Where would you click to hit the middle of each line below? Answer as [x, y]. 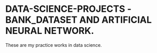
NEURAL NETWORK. [50, 31]
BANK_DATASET [41, 20]
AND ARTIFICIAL [115, 20]
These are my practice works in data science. [54, 45]
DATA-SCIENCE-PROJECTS [65, 9]
